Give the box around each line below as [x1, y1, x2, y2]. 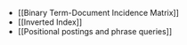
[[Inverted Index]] [17, 17, 83, 27]
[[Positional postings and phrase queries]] [17, 26, 173, 36]
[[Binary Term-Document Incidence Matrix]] [17, 8, 180, 18]
